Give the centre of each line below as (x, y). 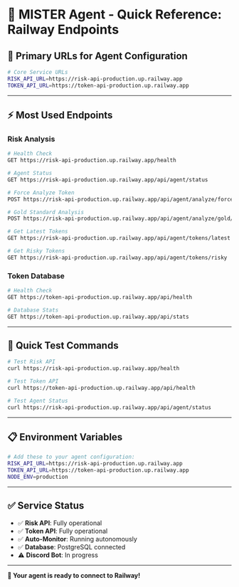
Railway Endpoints (63, 30)
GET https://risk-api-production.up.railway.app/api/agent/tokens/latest (119, 238)
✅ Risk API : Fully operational (60, 523)
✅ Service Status (46, 506)
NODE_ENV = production (38, 477)
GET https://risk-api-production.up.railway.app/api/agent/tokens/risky (117, 258)
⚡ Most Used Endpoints (60, 116)
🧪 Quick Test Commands (63, 345)
